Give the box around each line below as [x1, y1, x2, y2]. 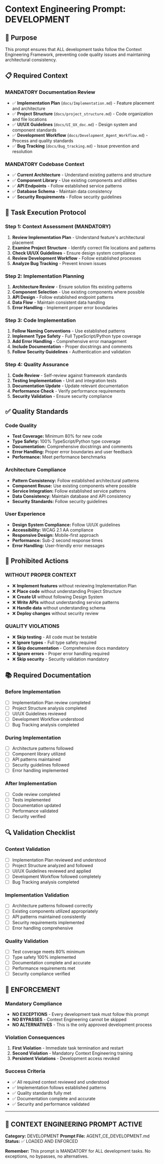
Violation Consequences [5, 1034, 65, 1041]
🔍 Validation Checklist [5, 828, 76, 837]
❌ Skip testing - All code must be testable [12, 634, 97, 640]
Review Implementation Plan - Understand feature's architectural [12, 234, 145, 240]
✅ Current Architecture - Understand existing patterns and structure [12, 172, 151, 178]
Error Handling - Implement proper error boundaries [12, 304, 118, 310]
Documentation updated [12, 802, 61, 808]
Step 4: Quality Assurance [5, 361, 69, 368]
